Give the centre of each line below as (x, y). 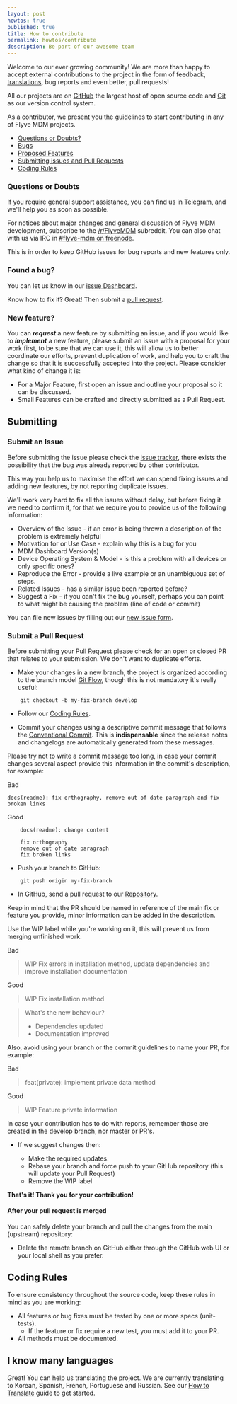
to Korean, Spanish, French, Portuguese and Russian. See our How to (109, 1385)
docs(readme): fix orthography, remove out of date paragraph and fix (114, 798)
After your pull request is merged (57, 1211)
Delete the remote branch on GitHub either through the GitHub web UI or (123, 1248)
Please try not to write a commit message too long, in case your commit (112, 756)
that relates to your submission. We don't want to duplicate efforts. (104, 658)
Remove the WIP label (60, 1181)
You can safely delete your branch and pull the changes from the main (110, 1227)
